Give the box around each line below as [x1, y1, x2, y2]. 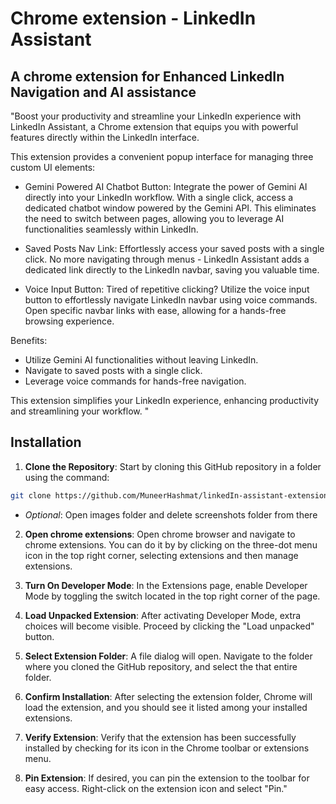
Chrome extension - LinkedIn [10, 7, 257, 30]
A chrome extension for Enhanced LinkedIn [10, 68, 285, 85]
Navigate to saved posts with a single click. [24, 365, 203, 376]
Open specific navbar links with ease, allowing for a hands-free [24, 305, 287, 316]
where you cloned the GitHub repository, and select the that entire [24, 660, 298, 672]
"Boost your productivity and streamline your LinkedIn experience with [10, 110, 302, 122]
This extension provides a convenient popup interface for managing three [10, 151, 314, 162]
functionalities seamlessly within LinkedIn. [24, 223, 199, 235]
